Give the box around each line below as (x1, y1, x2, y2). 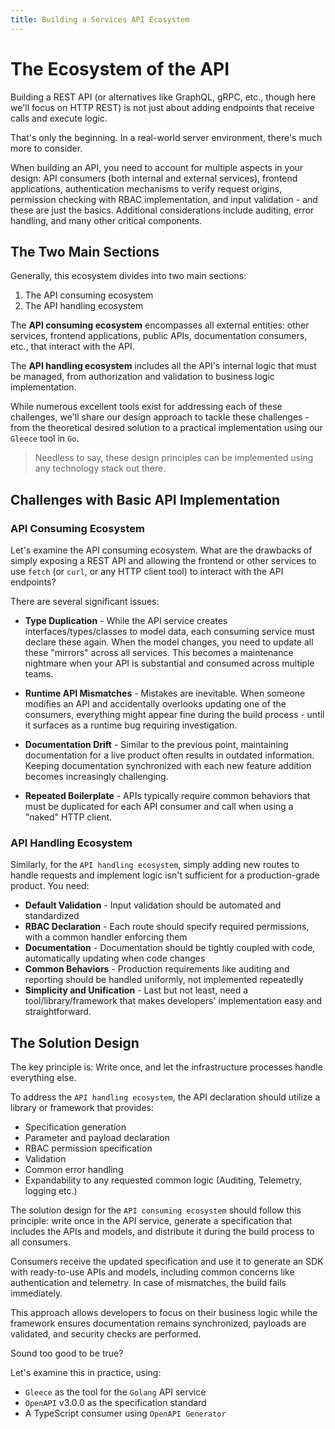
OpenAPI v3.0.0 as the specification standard (24, 1397, 207, 1409)
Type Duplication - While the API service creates (24, 615, 228, 627)
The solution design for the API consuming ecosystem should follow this (10, 1204, 302, 1216)
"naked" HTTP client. (24, 811, 113, 823)
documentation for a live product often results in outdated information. (24, 749, 315, 761)
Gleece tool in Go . (10, 432, 80, 445)
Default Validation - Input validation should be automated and (24, 899, 282, 911)
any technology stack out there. (34, 462, 167, 475)
